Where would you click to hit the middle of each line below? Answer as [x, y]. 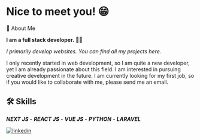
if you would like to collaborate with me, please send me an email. [87, 82]
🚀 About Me [21, 28]
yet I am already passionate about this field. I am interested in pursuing [93, 69]
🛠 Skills [22, 101]
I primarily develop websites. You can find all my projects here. [84, 51]
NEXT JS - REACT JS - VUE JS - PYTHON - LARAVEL [73, 119]
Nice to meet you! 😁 [58, 12]
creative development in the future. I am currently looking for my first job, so [100, 75]
